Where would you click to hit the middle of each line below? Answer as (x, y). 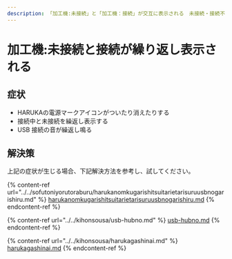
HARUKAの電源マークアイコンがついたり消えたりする (93, 112)
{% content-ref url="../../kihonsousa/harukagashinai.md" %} (93, 241)
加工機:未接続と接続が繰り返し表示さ (112, 50)
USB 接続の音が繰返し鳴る (55, 129)
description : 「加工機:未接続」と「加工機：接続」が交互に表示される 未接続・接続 (114, 13)
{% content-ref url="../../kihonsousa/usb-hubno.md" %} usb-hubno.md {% (114, 220)
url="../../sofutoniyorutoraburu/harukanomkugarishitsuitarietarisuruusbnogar (116, 192)
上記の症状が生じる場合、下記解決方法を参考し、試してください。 (101, 171)
